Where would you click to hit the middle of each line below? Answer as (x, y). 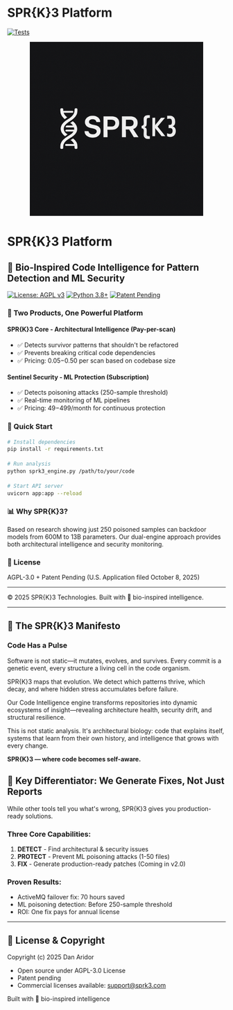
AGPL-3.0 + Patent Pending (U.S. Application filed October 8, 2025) (103, 577)
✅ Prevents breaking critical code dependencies (86, 353)
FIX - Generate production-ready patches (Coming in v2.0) (101, 864)
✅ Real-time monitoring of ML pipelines (74, 400)
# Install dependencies (42, 442)
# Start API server (35, 486)
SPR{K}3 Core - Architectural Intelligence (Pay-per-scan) (92, 329)
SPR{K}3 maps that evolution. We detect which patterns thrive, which (106, 681)
